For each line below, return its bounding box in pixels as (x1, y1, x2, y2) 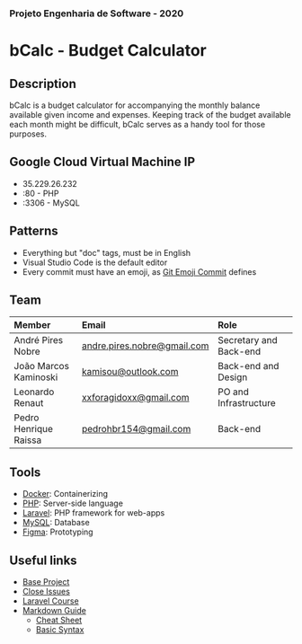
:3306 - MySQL (22, 197, 81, 208)
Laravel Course (22, 595, 79, 606)
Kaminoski (13, 371, 58, 384)
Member (13, 319, 51, 331)
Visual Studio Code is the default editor (22, 257, 168, 268)
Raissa (13, 434, 42, 446)
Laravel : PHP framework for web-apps (22, 507, 165, 518)
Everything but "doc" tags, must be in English (22, 247, 191, 258)
